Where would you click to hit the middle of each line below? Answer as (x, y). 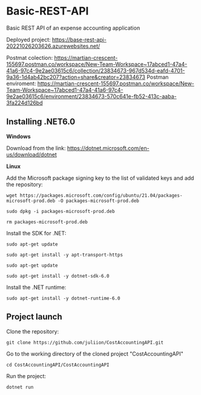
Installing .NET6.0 (41, 122)
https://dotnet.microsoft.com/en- (108, 148)
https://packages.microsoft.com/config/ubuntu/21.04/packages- (101, 195)
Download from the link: (36, 148)
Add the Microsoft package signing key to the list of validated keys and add (100, 178)
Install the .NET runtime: (36, 287)
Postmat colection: (30, 57)
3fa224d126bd (25, 103)
